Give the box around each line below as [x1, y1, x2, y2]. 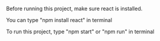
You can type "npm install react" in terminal [6, 17, 113, 23]
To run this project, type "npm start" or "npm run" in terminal [6, 28, 155, 35]
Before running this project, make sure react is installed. [6, 5, 143, 12]
